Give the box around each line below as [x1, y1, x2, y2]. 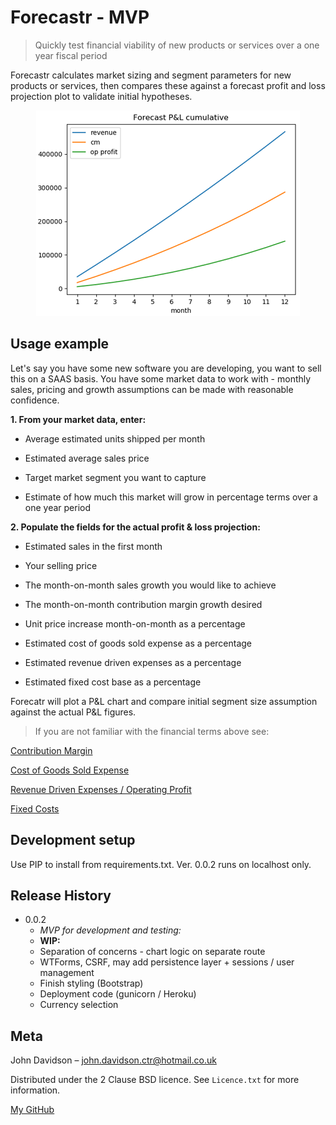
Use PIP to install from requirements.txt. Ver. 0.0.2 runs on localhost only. [10, 858, 312, 870]
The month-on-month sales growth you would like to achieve [24, 579, 277, 591]
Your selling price [24, 559, 98, 571]
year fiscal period [34, 49, 108, 61]
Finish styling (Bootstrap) [39, 977, 144, 990]
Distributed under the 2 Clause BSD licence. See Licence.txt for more [10, 1074, 300, 1086]
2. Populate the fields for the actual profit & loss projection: [10, 521, 261, 533]
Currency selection [39, 999, 119, 1011]
